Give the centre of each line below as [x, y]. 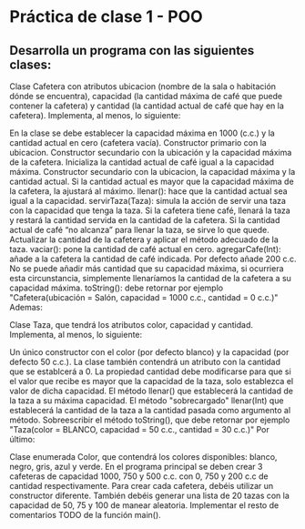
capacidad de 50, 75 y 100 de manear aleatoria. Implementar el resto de [144, 505]
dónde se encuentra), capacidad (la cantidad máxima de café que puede [146, 96]
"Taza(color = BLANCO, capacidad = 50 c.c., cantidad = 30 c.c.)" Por [140, 429]
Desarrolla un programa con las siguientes [132, 51]
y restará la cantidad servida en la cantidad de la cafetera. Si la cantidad [145, 220]
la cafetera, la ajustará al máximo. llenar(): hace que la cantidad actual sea [149, 191]
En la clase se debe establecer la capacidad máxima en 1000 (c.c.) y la [142, 133]
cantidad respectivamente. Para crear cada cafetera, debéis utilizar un [142, 486]
